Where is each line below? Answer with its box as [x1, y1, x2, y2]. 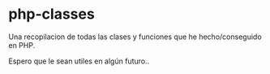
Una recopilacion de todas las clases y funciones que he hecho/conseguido [8, 32, 262, 41]
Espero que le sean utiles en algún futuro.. [8, 56, 150, 66]
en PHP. [8, 40, 36, 50]
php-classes [8, 5, 95, 24]
